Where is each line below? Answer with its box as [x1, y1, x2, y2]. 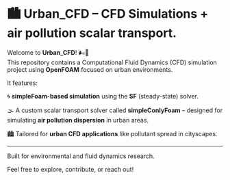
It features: [7, 79, 38, 87]
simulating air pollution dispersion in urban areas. [7, 116, 149, 124]
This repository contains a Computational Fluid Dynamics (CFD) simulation [7, 58, 218, 66]
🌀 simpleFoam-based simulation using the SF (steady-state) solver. [7, 92, 199, 100]
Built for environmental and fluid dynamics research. [7, 152, 155, 160]
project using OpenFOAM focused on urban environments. [7, 65, 173, 73]
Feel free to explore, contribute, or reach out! [7, 165, 134, 173]
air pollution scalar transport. [7, 25, 177, 41]
